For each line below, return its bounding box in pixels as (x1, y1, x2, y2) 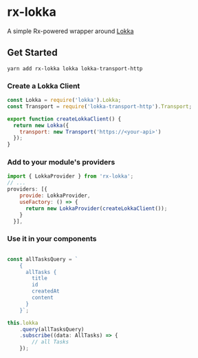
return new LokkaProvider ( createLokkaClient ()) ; (25, 204, 168, 212)
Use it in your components (7, 234, 97, 244)
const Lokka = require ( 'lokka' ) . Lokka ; (7, 97, 122, 104)
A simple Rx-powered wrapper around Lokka (7, 27, 134, 35)
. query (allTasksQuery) (19, 326, 85, 333)
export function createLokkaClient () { (7, 115, 122, 123)
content (32, 294, 54, 302)
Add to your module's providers (7, 158, 115, 167)
